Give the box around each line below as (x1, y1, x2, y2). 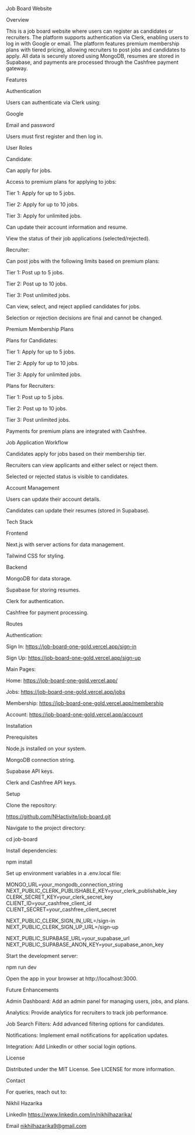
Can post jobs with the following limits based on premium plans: (6, 257, 160, 264)
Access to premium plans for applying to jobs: (6, 178, 117, 185)
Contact (6, 1077, 25, 1084)
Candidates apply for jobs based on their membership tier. (6, 450, 146, 457)
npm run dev (6, 964, 37, 971)
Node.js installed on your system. (6, 745, 86, 752)
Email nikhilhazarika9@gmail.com (6, 1123, 87, 1129)
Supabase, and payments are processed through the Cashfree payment (6, 59, 179, 66)
